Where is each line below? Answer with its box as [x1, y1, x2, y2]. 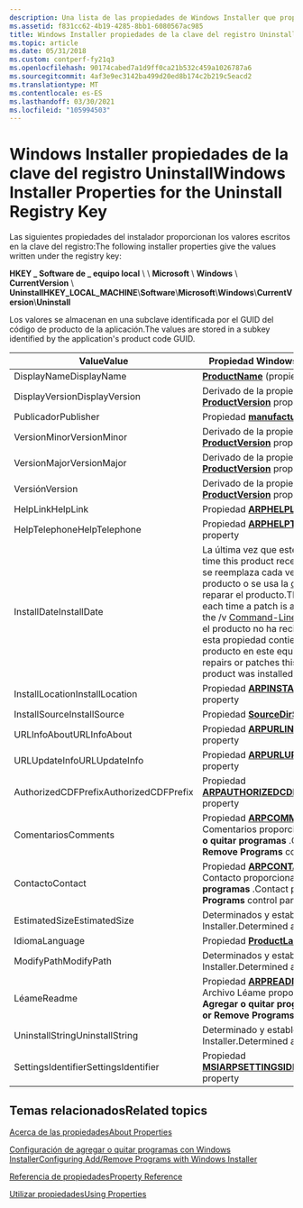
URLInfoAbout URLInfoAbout [14, 728, 133, 741]
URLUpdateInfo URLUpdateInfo [14, 755, 144, 767]
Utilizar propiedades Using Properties [9, 1189, 147, 1199]
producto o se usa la [202, 578, 289, 590]
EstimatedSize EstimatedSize [14, 914, 134, 927]
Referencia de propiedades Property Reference [9, 1171, 183, 1182]
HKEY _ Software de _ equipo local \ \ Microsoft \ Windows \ [9, 268, 238, 279]
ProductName [202, 371, 263, 383]
